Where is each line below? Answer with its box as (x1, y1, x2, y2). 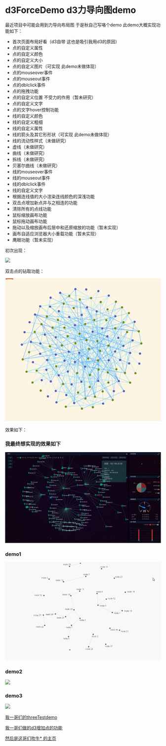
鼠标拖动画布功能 (12, 218, 47, 224)
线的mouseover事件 (12, 169, 53, 174)
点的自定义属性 (12, 45, 43, 51)
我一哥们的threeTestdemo (5, 714, 58, 720)
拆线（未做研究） (12, 156, 47, 162)
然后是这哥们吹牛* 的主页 (5, 736, 56, 742)
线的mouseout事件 (12, 174, 50, 181)
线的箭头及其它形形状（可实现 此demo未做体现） (12, 131, 112, 137)
